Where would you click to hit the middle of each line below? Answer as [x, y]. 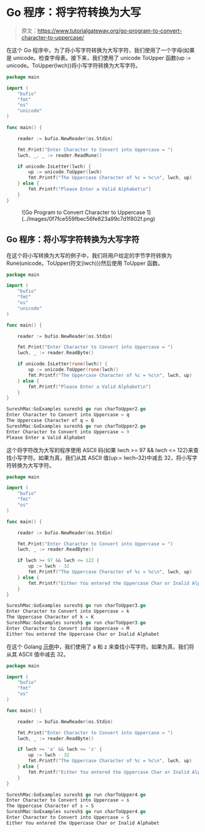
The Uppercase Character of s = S [50, 806]
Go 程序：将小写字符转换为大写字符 [73, 240]
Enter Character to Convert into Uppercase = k [68, 611]
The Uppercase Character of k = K [50, 617]
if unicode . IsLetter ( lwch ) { [54, 166]
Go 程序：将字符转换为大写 [74, 13]
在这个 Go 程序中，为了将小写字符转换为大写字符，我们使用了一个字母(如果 [101, 50]
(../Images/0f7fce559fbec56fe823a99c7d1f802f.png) [88, 218]
